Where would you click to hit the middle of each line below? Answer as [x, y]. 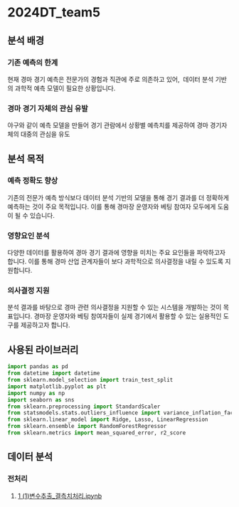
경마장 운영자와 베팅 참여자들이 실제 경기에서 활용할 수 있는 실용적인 [128, 316]
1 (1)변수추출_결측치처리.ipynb [60, 496]
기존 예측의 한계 [33, 63]
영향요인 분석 [28, 236]
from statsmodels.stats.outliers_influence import [84, 413]
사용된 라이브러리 [43, 350]
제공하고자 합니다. [45, 325]
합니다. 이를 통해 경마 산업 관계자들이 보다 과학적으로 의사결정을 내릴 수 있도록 [116, 261]
